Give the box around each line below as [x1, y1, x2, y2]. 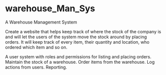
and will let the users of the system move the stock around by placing [5, 34, 147, 40]
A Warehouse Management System [5, 19, 77, 25]
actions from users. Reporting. [5, 64, 67, 70]
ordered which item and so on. [5, 44, 68, 50]
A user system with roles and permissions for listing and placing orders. [5, 53, 152, 59]
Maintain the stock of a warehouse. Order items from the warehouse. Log [5, 59, 155, 65]
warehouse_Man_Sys [5, 3, 96, 14]
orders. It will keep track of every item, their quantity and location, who [5, 39, 150, 45]
